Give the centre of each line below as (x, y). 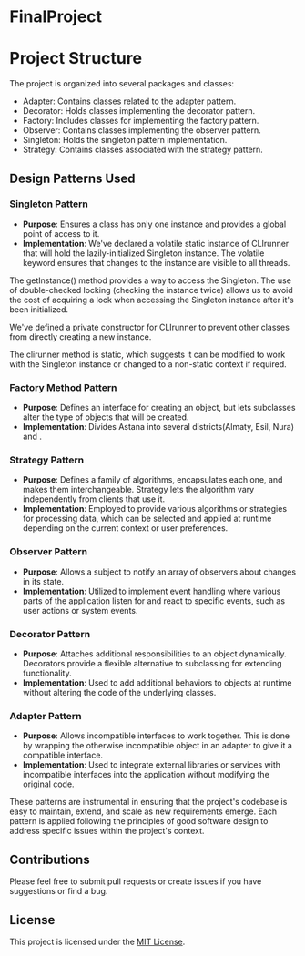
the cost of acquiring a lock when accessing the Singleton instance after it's (152, 300)
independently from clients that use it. (94, 499)
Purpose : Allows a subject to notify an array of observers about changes (159, 572)
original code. (48, 784)
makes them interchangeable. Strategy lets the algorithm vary (138, 490)
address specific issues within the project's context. (107, 831)
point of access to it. (61, 233)
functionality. (47, 673)
